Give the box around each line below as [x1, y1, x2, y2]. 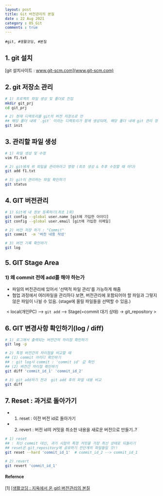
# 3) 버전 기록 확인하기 [5, 241, 47, 246]
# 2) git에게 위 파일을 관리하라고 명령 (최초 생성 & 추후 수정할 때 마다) [5, 164, 136, 169]
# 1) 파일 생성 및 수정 [5, 151, 46, 156]
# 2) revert [5, 459, 29, 463]
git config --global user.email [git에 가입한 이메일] [5, 219, 111, 224]
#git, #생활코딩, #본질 [5, 39, 47, 44]
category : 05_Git [5, 20, 42, 26]
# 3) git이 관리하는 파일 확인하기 [5, 178, 66, 182]
